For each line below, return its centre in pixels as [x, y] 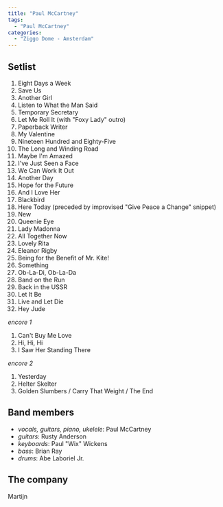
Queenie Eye [36, 221]
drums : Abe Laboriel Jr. [51, 458]
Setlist [22, 67]
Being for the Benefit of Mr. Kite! [63, 258]
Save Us [30, 90]
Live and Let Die [40, 301]
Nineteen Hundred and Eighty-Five [67, 141]
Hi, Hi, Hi [30, 343]
